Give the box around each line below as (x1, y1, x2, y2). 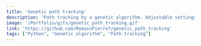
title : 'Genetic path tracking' (6, 8, 87, 15)
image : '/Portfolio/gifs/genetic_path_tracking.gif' (6, 20, 141, 26)
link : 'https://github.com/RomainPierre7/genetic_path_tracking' (6, 25, 172, 32)
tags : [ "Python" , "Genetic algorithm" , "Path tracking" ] (6, 31, 151, 37)
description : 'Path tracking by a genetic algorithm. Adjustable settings (6, 14, 197, 20)
